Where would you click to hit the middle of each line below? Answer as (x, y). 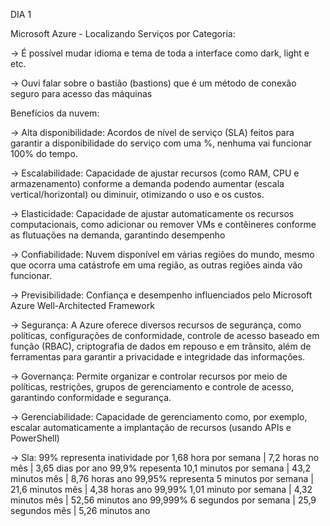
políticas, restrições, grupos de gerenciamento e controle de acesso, (152, 387)
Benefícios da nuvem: (55, 113)
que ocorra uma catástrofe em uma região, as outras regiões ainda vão (156, 265)
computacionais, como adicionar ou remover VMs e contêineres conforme (163, 224)
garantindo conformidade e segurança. (91, 397)
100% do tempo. (44, 153)
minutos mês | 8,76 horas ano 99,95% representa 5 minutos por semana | (162, 478)
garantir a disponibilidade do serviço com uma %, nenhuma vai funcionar (161, 143)
